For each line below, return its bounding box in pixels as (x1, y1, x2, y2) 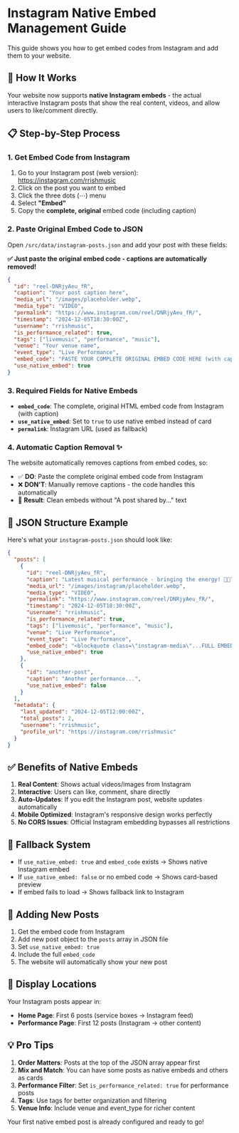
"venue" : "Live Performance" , (26, 628, 116, 636)
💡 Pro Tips (7, 1039, 54, 1052)
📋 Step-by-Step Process (7, 128, 121, 140)
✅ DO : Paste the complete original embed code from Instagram (17, 472, 203, 481)
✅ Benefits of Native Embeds (7, 761, 139, 773)
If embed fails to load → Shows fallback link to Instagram (17, 888, 184, 896)
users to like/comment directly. (7, 105, 98, 115)
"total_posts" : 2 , (20, 715, 75, 723)
